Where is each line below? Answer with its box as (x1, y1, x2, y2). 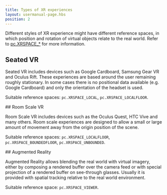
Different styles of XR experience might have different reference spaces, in (5, 30, 159, 36)
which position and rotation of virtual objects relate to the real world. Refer (5, 35, 158, 41)
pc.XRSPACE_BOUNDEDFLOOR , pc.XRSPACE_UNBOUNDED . (5, 139, 105, 145)
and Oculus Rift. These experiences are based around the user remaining (5, 74, 156, 80)
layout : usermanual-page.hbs (5, 12, 66, 17)
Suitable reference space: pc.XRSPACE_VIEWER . (5, 184, 99, 190)
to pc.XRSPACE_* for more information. (5, 41, 86, 47)
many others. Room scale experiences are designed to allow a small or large (5, 119, 162, 125)
